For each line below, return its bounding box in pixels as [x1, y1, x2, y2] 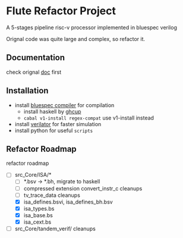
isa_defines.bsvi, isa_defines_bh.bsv [23, 198, 113, 205]
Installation [6, 86, 49, 96]
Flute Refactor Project [6, 4, 116, 18]
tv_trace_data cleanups [23, 192, 80, 199]
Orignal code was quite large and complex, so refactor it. [6, 35, 146, 42]
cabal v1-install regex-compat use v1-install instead [23, 114, 154, 121]
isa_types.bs [23, 205, 55, 212]
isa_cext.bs [23, 218, 52, 226]
